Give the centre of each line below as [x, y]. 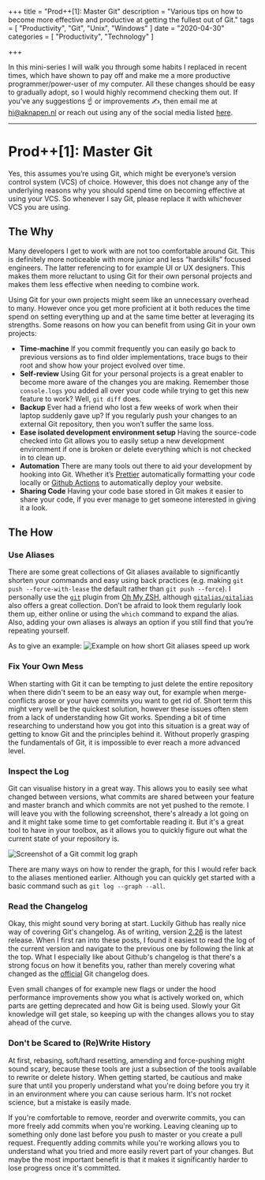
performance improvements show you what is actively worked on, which [126, 998]
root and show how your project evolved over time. [102, 365]
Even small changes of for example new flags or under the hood [112, 989]
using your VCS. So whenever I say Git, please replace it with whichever [125, 198]
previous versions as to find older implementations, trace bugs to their [134, 357]
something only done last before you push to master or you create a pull [125, 1134]
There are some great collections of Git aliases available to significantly [124, 572]
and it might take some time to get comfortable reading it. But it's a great [126, 822]
